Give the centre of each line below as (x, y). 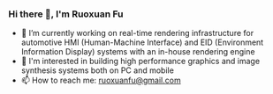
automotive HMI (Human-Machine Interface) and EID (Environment (142, 42)
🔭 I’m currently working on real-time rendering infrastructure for (137, 33)
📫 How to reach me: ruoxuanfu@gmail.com (101, 80)
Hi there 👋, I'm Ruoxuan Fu (66, 14)
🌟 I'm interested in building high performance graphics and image (140, 61)
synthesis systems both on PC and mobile (97, 70)
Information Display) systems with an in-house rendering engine (138, 52)
